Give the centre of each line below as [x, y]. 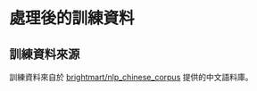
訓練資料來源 [45, 54]
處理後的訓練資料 [72, 18]
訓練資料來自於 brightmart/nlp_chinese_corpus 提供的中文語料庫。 [131, 77]
